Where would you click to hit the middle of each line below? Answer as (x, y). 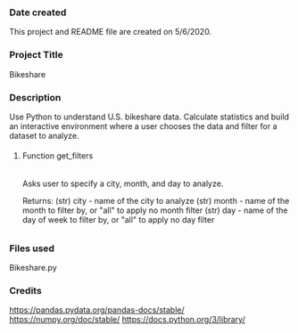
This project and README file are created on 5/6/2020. (111, 32)
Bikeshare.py (33, 268)
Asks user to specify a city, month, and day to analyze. (123, 183)
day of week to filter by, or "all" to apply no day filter (118, 220)
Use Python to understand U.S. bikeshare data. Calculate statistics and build (149, 117)
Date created (38, 12)
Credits (25, 291)
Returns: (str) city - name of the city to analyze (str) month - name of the (156, 201)
